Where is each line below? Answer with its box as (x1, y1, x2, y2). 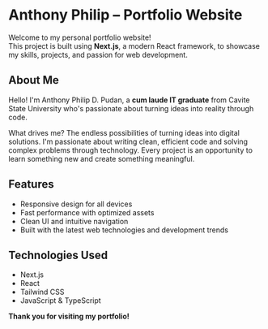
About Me (8, 73, 59, 87)
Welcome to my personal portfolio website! (8, 32, 151, 42)
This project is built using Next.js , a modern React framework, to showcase (8, 41, 261, 50)
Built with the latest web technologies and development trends (19, 225, 229, 235)
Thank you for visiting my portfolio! (8, 311, 130, 322)
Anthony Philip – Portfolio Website (8, 6, 243, 24)
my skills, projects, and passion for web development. (8, 50, 188, 59)
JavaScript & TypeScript (19, 296, 101, 305)
